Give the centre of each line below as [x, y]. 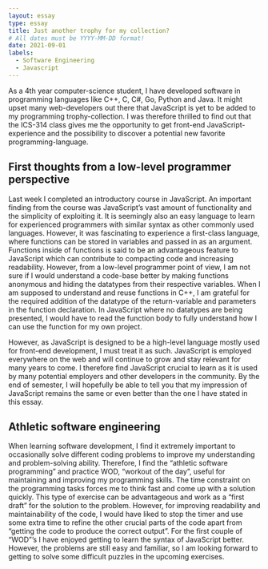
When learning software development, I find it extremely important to [122, 446]
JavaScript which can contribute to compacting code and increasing [121, 258]
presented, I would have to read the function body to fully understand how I [133, 318]
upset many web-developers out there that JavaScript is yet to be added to [132, 107]
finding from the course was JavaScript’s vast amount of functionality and [130, 207]
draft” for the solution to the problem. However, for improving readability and [134, 506]
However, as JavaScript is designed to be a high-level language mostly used [134, 342]
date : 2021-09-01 [37, 46]
